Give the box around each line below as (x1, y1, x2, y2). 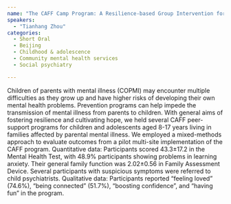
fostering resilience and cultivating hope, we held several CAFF (7, 115, 186, 124)
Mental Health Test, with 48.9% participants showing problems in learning (7, 152, 217, 161)
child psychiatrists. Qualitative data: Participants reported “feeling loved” (7, 174, 213, 183)
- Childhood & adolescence (13, 49, 91, 56)
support (7, 123, 30, 131)
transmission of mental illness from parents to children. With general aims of (7, 108, 223, 116)
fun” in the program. (7, 189, 65, 197)
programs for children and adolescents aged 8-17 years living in (30, 123, 212, 131)
